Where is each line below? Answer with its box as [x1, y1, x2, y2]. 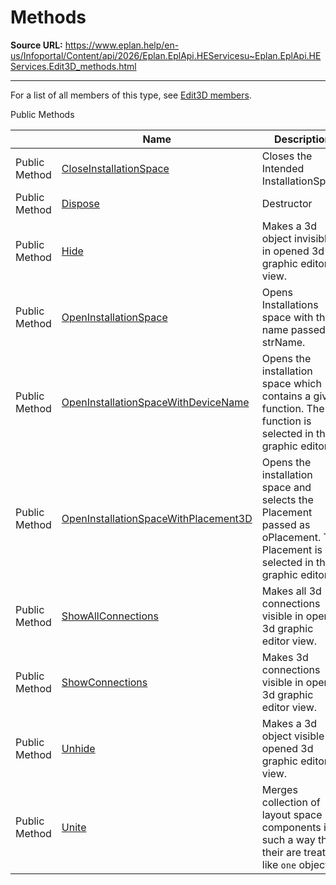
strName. [261, 335, 306, 349]
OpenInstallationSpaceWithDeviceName [61, 395, 250, 409]
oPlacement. [261, 530, 322, 544]
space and [261, 480, 312, 494]
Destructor [261, 196, 313, 210]
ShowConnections [61, 675, 148, 689]
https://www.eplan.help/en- [64, 39, 180, 51]
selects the [261, 492, 314, 506]
